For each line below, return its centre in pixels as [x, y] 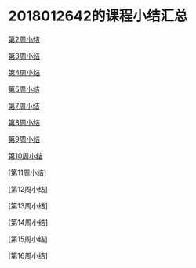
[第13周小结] [28, 205]
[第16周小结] [28, 255]
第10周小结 [25, 156]
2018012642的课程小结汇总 [98, 16]
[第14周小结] [28, 222]
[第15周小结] [28, 239]
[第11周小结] [27, 172]
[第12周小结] [28, 189]
